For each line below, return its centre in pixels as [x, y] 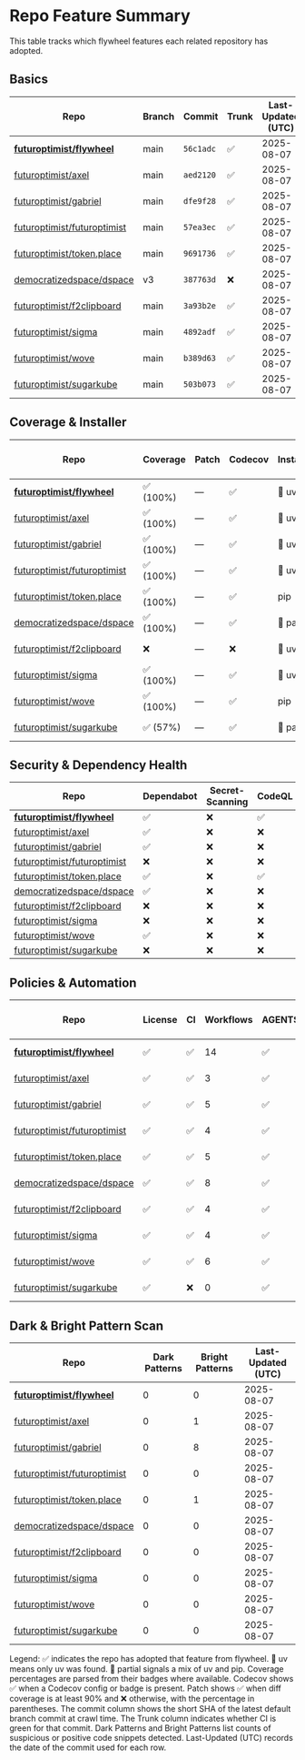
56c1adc [199, 148]
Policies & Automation [73, 982]
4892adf [199, 332]
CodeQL [275, 796]
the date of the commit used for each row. [88, 1747]
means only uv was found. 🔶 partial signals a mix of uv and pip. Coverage [147, 1669]
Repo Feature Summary [100, 16]
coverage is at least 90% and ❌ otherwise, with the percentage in [132, 1699]
